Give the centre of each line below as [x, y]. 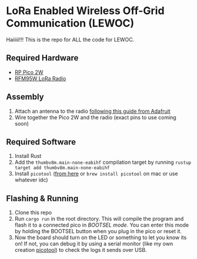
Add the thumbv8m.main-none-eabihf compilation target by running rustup [103, 162]
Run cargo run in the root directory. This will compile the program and [99, 219]
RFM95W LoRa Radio [40, 78]
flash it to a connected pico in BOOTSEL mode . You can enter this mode [102, 225]
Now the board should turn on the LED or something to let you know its [101, 238]
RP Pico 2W [29, 72]
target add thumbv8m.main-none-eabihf [62, 168]
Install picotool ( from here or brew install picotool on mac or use [96, 174]
